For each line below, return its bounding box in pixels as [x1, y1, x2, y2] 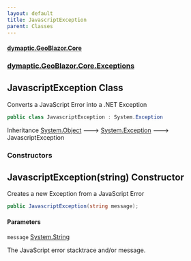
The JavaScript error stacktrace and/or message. [7, 246, 146, 254]
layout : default [7, 10, 53, 17]
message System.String [7, 233, 70, 241]
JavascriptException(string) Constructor [7, 171, 184, 183]
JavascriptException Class [7, 82, 123, 94]
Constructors [7, 150, 53, 160]
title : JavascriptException [7, 16, 87, 23]
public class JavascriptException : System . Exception [7, 114, 164, 121]
